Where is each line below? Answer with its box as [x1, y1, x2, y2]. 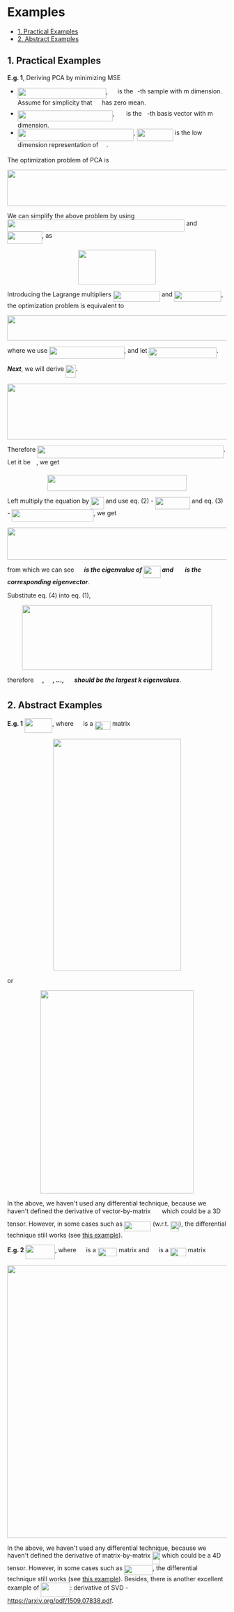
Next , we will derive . [7, 365, 78, 373]
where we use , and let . [7, 346, 219, 354]
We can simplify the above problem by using [7, 211, 135, 220]
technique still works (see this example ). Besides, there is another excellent [7, 1574, 224, 1583]
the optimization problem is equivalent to [7, 301, 125, 310]
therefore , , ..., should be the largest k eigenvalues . [7, 676, 182, 684]
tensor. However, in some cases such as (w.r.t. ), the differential [7, 1219, 226, 1228]
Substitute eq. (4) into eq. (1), [7, 591, 91, 600]
